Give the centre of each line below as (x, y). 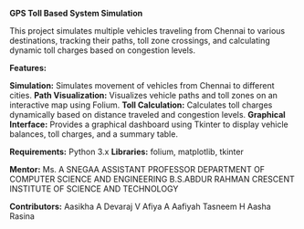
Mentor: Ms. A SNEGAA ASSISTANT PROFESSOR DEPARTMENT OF (137, 169)
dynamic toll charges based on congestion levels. (103, 50)
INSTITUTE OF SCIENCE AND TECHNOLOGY (94, 189)
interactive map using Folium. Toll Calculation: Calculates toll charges (141, 105)
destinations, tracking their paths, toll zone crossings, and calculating (140, 41)
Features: (28, 68)
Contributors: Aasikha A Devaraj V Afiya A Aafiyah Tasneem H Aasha (140, 206)
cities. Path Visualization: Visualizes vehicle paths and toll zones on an (144, 95)
